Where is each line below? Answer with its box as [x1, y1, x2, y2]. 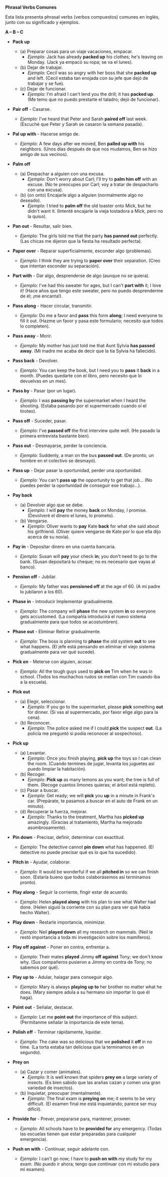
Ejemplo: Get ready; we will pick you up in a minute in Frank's [27, 793, 155, 798]
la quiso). [27, 213, 47, 219]
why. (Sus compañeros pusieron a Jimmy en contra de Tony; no [20, 959, 152, 965]
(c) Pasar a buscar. [20, 787, 59, 793]
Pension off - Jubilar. [12, 574, 57, 579]
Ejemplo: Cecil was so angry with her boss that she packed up [27, 70, 157, 76]
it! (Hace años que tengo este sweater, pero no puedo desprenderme [20, 288, 163, 293]
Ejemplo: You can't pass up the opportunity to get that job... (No [20, 477, 152, 483]
